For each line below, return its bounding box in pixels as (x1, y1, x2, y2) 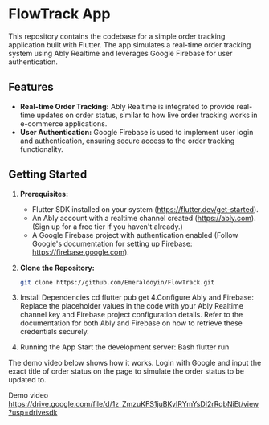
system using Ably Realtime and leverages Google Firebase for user (8, 48, 233, 58)
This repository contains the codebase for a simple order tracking (8, 31, 226, 41)
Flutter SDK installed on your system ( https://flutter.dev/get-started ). (31, 204, 259, 214)
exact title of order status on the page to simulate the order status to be (8, 366, 245, 376)
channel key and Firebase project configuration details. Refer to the (19, 310, 243, 320)
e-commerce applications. (19, 118, 108, 129)
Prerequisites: (19, 189, 69, 198)
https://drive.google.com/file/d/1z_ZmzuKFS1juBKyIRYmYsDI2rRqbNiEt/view (8, 399, 259, 409)
